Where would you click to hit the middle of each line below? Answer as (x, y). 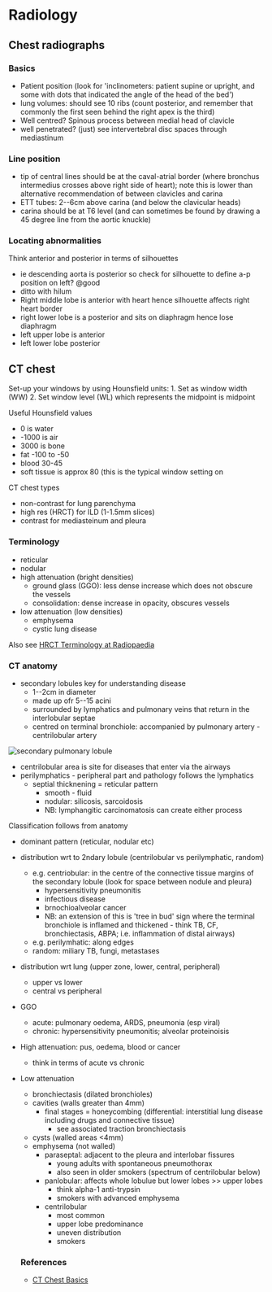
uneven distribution (89, 1232)
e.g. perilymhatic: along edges (83, 942)
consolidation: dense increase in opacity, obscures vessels (131, 603)
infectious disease (75, 899)
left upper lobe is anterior (63, 334)
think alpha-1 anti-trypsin (98, 1189)
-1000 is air (39, 438)
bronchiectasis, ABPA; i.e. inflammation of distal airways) (140, 933)
